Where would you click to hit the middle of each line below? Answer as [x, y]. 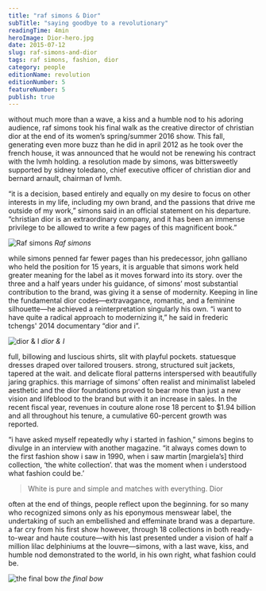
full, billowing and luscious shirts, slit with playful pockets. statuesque [122, 357]
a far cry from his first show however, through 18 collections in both [118, 530]
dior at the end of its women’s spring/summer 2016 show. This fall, [117, 137]
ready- [241, 530]
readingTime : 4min [39, 30]
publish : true [32, 97]
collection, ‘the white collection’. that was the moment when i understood [128, 465]
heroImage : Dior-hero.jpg [51, 38]
